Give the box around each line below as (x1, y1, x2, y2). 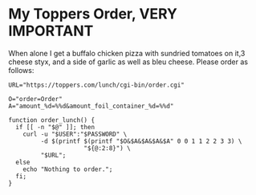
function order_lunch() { (8, 116, 95, 124)
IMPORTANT (8, 22, 94, 40)
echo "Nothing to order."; (22, 165, 113, 173)
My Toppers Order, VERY (8, 5, 178, 23)
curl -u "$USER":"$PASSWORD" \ (22, 130, 128, 138)
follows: (8, 65, 35, 75)
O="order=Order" (8, 95, 63, 103)
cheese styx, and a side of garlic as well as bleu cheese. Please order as (8, 57, 249, 67)
